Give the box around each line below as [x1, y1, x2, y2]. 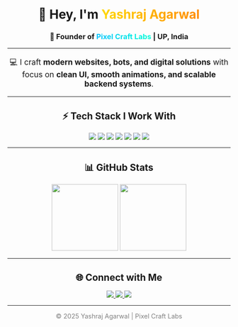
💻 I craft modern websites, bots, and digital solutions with [9, 57, 229, 67]
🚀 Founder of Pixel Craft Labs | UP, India [49, 32, 189, 42]
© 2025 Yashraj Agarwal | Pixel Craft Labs [55, 311, 183, 320]
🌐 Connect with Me [75, 271, 163, 283]
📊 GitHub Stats [84, 161, 154, 173]
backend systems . [84, 79, 154, 89]
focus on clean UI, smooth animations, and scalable [22, 70, 216, 80]
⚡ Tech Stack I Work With [62, 110, 176, 123]
